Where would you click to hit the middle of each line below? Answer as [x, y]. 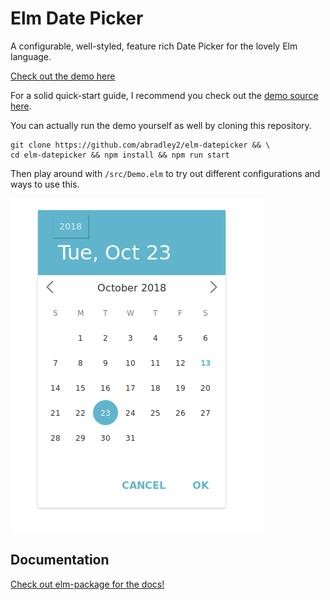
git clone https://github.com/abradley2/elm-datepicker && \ [140, 145]
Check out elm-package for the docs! [87, 584]
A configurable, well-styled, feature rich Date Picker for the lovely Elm [154, 46]
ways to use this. [45, 184]
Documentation [60, 560]
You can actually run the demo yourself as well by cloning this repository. [161, 125]
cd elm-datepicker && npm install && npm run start [120, 155]
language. [31, 56]
